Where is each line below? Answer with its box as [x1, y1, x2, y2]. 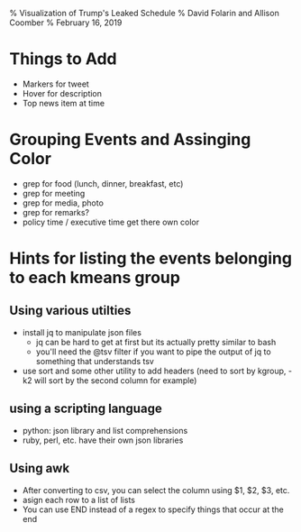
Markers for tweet [22, 78, 90, 89]
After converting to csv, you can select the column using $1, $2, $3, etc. [22, 484, 290, 495]
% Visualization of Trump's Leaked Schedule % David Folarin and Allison [9, 8, 279, 18]
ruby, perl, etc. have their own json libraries [22, 435, 184, 445]
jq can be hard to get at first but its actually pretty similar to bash [35, 336, 277, 347]
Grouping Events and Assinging [9, 130, 251, 150]
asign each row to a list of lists [22, 494, 135, 505]
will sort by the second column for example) [33, 374, 197, 386]
